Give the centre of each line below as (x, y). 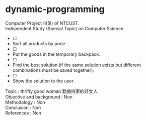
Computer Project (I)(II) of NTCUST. (42, 23)
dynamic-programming (55, 9)
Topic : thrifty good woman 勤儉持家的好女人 (52, 91)
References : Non (23, 113)
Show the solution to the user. (43, 81)
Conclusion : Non (23, 107)
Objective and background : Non (39, 97)
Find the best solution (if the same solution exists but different (77, 65)
